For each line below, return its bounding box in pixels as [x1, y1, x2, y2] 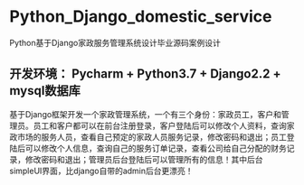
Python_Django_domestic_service [9, 6, 272, 27]
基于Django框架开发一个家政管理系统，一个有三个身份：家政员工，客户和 [9, 108, 282, 119]
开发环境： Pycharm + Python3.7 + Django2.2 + [9, 66, 281, 82]
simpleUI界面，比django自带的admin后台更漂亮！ [9, 165, 194, 176]
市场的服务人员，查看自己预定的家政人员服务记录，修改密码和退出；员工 [16, 131, 287, 142]
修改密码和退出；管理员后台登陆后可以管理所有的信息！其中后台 [24, 153, 263, 164]
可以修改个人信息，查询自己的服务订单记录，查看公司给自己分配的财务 [24, 143, 287, 153]
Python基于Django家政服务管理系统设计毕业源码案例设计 [9, 37, 222, 48]
